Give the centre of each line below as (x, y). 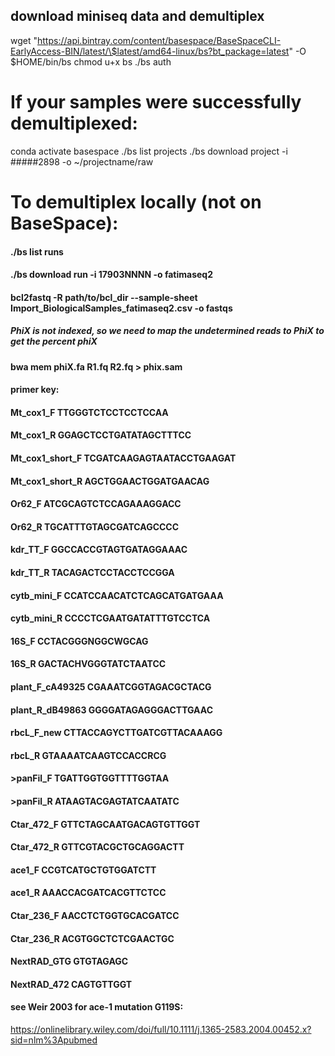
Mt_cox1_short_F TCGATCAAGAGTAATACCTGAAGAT (123, 458)
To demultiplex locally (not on (136, 201)
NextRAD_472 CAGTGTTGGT (71, 984)
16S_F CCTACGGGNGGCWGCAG (79, 641)
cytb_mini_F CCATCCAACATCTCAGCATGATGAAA (117, 595)
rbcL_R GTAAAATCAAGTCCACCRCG (88, 755)
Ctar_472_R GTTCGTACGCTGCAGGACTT (97, 847)
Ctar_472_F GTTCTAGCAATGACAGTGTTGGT (105, 824)
